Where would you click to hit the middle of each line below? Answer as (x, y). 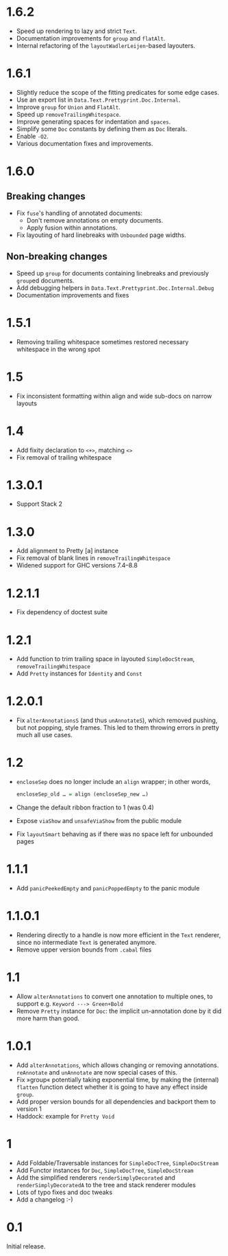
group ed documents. (45, 280)
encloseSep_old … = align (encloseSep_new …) (82, 794)
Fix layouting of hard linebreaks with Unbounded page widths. (101, 235)
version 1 (29, 1109)
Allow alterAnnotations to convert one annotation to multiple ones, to (114, 996)
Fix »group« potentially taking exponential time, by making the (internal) (118, 1079)
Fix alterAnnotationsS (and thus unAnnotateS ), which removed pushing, (117, 720)
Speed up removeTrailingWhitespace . (68, 114)
